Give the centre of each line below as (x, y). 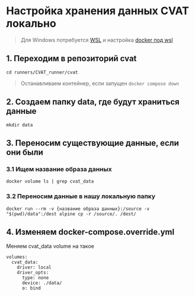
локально (31, 23)
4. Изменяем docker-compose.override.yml (90, 232)
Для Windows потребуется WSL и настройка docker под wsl (97, 40)
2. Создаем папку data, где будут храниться (93, 102)
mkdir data (20, 125)
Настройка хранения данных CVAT (98, 11)
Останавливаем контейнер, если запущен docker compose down (100, 83)
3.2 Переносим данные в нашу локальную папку (81, 196)
